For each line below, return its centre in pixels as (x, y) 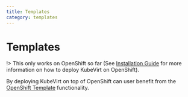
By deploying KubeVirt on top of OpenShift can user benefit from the (91, 81)
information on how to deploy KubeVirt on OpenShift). (73, 70)
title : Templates (28, 12)
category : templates (32, 17)
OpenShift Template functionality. (48, 88)
